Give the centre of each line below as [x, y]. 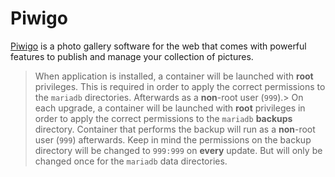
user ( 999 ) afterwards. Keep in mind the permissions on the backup [173, 139]
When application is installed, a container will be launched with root [174, 76]
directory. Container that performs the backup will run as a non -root [175, 129]
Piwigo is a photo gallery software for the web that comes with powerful [158, 46]
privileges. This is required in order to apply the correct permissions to [180, 86]
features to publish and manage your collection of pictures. [132, 56]
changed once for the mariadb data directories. [131, 161]
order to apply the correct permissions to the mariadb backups [163, 118]
